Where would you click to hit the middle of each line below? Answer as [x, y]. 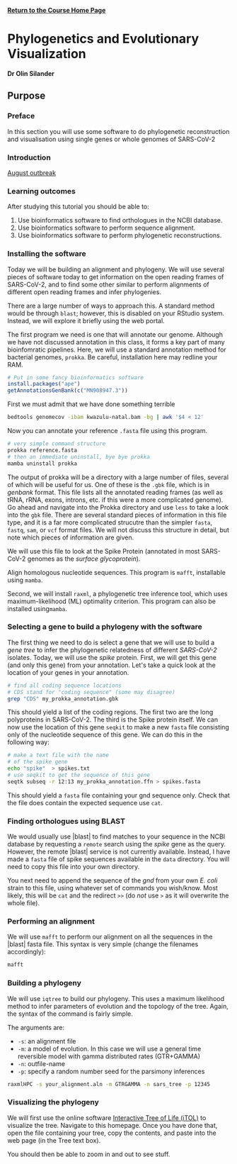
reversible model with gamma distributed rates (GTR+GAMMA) [109, 1056]
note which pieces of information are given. [71, 537]
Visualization [47, 54]
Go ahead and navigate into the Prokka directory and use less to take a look [118, 507]
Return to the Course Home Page [57, 10]
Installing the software [47, 254]
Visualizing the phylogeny [53, 1102]
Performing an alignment [51, 922]
